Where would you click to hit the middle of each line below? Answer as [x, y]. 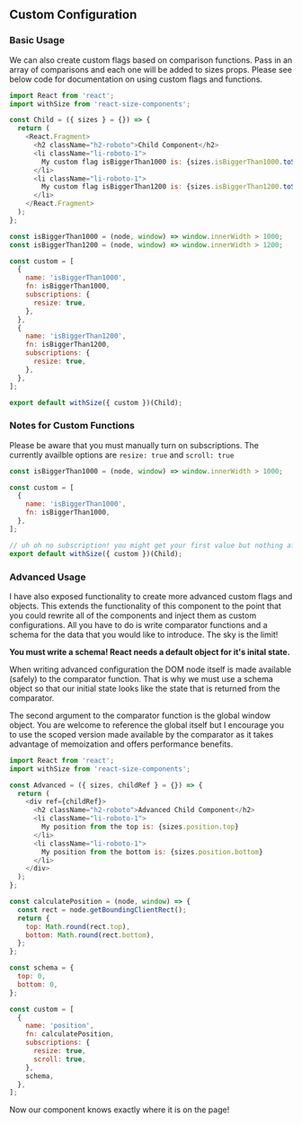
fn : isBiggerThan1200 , [68, 345]
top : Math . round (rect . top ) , [78, 926]
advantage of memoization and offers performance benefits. [121, 744]
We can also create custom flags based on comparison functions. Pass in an [151, 60]
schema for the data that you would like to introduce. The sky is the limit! [144, 634]
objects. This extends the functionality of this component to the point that [145, 606]
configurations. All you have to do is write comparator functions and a [138, 624]
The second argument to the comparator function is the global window [140, 715]
